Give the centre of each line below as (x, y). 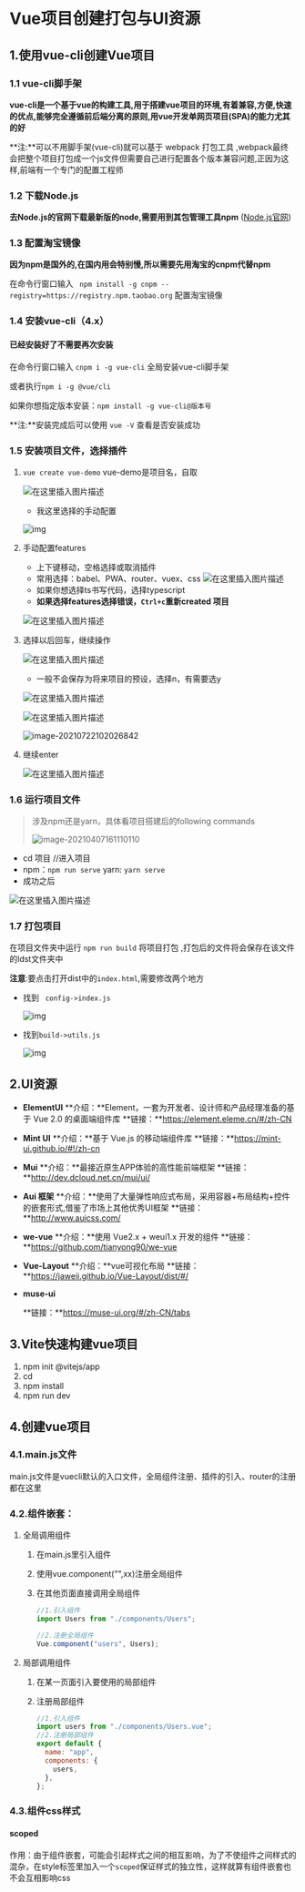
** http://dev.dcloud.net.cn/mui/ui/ (86, 1178)
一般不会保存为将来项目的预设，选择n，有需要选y (128, 679)
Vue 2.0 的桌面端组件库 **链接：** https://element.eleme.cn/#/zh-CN (163, 1119)
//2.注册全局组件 (65, 1635)
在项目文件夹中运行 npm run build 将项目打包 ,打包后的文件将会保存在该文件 (152, 947)
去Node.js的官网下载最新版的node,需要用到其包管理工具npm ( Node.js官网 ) (150, 217)
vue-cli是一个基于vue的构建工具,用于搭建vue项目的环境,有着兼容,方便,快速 (151, 105)
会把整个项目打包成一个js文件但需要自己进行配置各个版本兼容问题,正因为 (145, 158)
